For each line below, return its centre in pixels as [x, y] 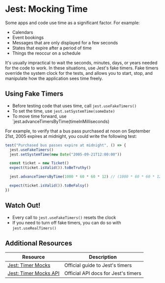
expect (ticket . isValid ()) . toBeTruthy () [50, 168]
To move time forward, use [39, 116]
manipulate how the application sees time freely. [54, 78]
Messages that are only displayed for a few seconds [65, 42]
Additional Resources [39, 243]
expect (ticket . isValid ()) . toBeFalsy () [49, 186]
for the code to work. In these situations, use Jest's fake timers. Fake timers [82, 68]
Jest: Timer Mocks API [34, 273]
